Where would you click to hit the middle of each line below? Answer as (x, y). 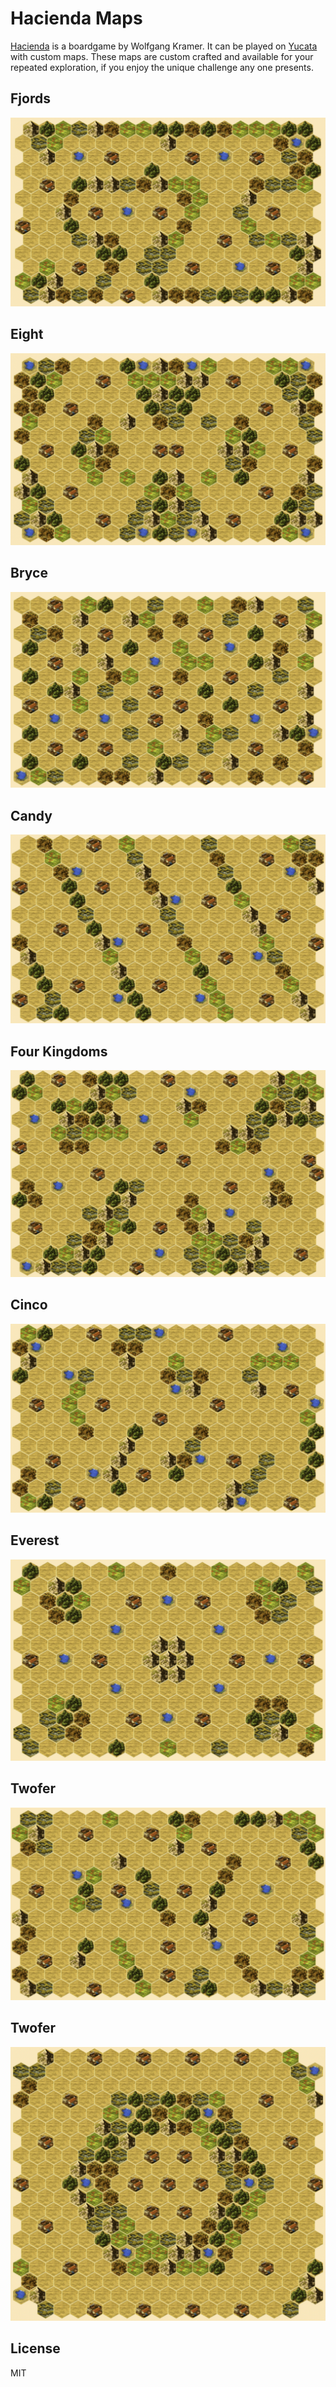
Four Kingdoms (59, 1051)
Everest (35, 1540)
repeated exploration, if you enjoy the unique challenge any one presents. (162, 67)
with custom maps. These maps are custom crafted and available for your (162, 56)
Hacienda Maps (76, 18)
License (35, 2348)
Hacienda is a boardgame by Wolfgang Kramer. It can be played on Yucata (164, 46)
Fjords (30, 98)
